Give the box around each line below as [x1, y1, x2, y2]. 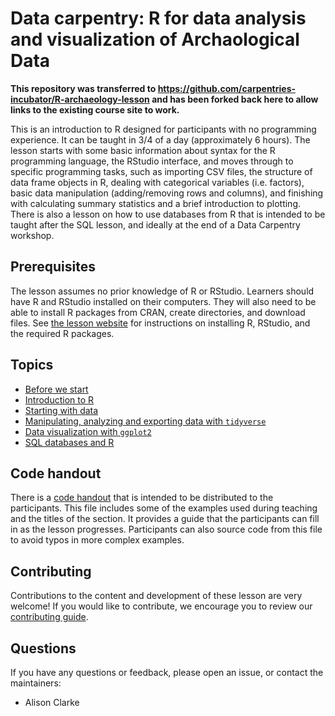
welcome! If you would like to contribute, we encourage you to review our [10, 600, 313, 612]
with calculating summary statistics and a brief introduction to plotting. [10, 197, 301, 209]
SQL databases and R [24, 436, 115, 448]
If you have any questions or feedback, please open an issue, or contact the [10, 667, 324, 678]
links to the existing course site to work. [10, 103, 180, 116]
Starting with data [24, 404, 99, 416]
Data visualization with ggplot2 [24, 425, 152, 437]
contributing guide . [10, 611, 89, 623]
